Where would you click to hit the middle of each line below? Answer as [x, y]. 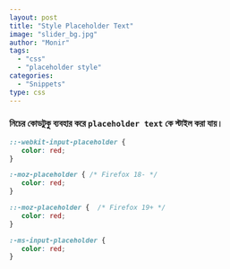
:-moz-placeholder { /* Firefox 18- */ [84, 175]
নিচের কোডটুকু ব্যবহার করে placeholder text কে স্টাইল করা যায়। [116, 123]
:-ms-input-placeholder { [57, 240]
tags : [19, 51]
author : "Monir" [39, 42]
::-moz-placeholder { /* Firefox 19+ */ [88, 208]
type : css [28, 92]
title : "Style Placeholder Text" [72, 26]
